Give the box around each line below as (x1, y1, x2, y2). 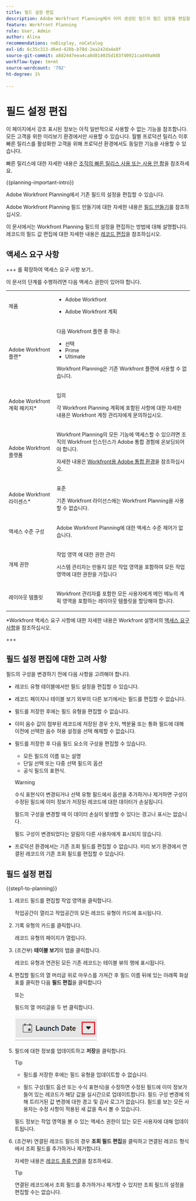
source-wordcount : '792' (6, 65, 66, 71)
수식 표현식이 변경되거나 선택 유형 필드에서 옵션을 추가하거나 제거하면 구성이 (14, 791, 188, 798)
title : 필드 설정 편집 (6, 9, 54, 15)
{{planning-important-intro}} (6, 179, 75, 186)
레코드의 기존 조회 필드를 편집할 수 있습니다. (25, 850, 125, 857)
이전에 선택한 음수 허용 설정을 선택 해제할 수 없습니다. (14, 728, 136, 735)
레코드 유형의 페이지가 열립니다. (14, 934, 86, 942)
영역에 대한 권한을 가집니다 (56, 571, 117, 578)
